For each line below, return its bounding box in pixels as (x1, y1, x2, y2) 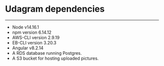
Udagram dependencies (5, 3, 105, 15)
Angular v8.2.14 (12, 45, 44, 51)
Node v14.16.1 (12, 24, 39, 30)
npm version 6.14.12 (12, 29, 52, 35)
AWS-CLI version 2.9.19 (12, 34, 60, 40)
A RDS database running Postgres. (12, 50, 82, 56)
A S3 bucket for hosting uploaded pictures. (12, 55, 99, 61)
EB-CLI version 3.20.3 (12, 40, 57, 45)
